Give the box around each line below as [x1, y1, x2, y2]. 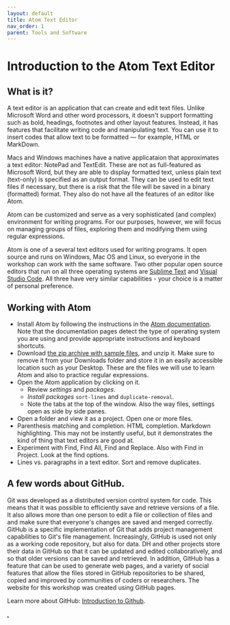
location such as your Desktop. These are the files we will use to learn [16, 363, 215, 372]
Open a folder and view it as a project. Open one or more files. [16, 415, 193, 423]
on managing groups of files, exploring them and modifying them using [7, 225, 207, 233]
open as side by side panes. [27, 407, 107, 416]
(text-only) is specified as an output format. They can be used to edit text [7, 175, 214, 183]
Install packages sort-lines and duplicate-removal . [27, 393, 175, 401]
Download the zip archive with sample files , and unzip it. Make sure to [16, 349, 215, 357]
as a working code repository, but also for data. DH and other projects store [7, 539, 220, 548]
